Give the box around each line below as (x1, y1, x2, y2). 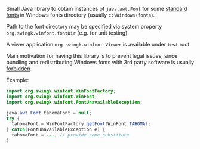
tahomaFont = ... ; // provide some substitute (11, 132, 130, 138)
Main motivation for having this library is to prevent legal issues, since (6, 52, 178, 59)
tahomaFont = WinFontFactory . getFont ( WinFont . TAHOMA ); (11, 121, 151, 127)
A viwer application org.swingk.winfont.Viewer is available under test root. (6, 41, 191, 48)
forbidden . (6, 65, 32, 72)
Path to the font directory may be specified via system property (6, 23, 162, 30)
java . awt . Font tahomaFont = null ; (6, 110, 93, 116)
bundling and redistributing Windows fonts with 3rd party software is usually (6, 59, 195, 66)
